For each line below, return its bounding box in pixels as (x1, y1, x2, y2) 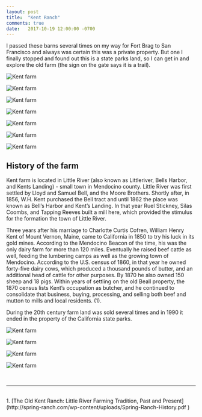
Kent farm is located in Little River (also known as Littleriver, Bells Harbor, (6, 177, 188, 184)
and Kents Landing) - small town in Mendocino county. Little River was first (6, 183, 192, 190)
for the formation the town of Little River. (6, 215, 106, 222)
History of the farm (6, 160, 79, 171)
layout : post (6, 8, 39, 15)
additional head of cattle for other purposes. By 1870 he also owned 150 (6, 272, 185, 279)
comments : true (6, 20, 44, 26)
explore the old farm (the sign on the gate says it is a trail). (6, 61, 151, 69)
